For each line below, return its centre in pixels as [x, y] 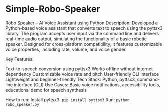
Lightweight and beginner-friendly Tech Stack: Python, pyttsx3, [71, 79]
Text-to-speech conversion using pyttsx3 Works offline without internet [79, 69]
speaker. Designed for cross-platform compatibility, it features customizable [84, 44]
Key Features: [19, 59]
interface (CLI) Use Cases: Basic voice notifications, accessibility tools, [87, 85]
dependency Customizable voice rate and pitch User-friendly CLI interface [82, 74]
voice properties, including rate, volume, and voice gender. [66, 49]
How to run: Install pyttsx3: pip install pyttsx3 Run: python [67, 100]
